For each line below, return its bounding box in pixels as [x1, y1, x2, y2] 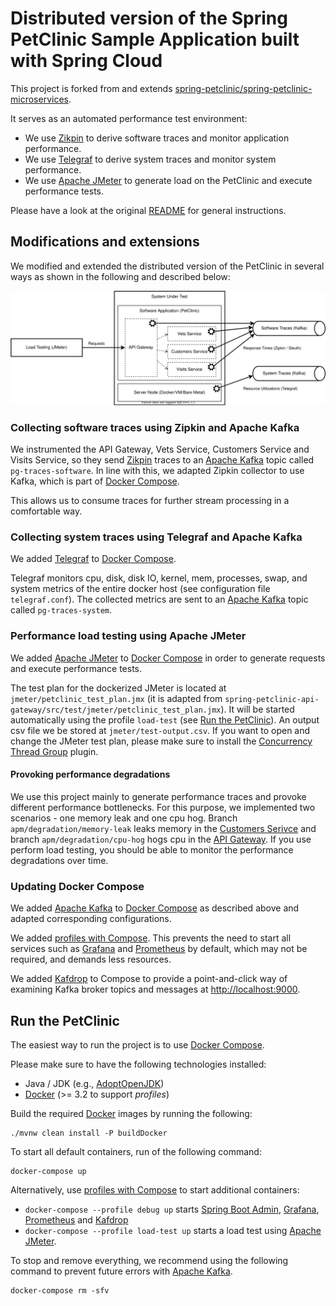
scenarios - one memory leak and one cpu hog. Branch [10, 812, 238, 824]
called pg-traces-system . [10, 604, 113, 616]
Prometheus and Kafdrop [24, 1214, 129, 1226]
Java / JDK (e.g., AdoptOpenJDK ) [24, 1078, 165, 1090]
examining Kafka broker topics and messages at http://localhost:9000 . [10, 983, 301, 996]
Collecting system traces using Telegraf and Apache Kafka [10, 530, 303, 544]
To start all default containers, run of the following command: [10, 1146, 262, 1158]
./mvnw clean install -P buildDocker [10, 1128, 168, 1139]
